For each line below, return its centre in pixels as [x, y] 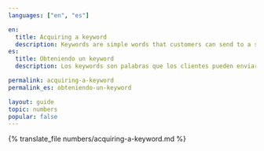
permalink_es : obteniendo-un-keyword [70, 87]
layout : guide [31, 102]
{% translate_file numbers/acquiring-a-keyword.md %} [97, 139]
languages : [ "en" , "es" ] [49, 15]
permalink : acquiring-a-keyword [61, 80]
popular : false [33, 116]
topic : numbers [33, 109]
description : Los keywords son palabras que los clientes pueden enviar [137, 66]
